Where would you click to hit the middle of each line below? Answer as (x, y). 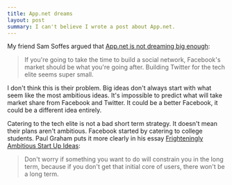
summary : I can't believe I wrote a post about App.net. (91, 26)
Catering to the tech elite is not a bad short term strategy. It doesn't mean (112, 124)
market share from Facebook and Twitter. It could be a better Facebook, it (113, 103)
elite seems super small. (59, 74)
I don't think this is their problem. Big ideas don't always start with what (109, 88)
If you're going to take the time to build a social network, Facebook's (122, 60)
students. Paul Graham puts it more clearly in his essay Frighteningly (105, 138)
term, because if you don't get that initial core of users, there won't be (124, 167)
